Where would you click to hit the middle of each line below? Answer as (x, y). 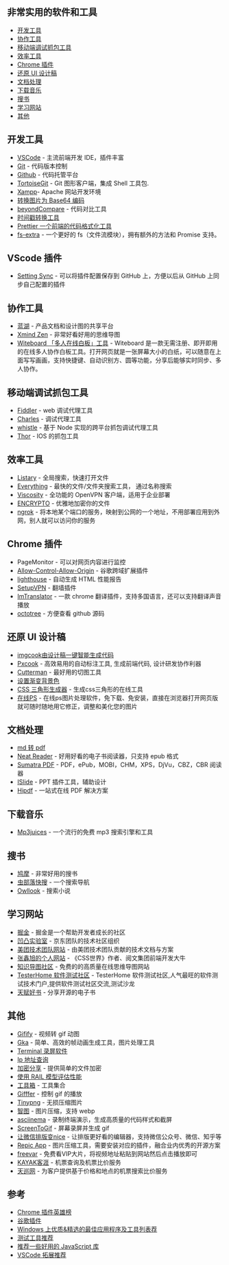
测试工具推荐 (35, 1238)
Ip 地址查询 (33, 1059)
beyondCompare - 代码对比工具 (62, 208)
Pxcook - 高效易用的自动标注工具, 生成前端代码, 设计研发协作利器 (109, 663)
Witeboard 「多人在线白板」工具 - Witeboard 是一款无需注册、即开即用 (117, 343)
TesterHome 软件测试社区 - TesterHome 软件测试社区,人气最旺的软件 (114, 975)
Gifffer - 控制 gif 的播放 (49, 1094)
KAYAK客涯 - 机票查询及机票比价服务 (69, 1162)
